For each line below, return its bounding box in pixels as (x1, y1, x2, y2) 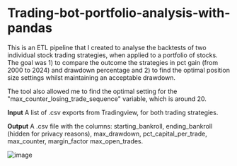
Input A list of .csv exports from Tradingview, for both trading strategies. (7, 108, 219, 117)
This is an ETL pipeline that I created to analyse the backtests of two (7, 43, 207, 52)
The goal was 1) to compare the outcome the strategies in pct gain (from (7, 58, 218, 66)
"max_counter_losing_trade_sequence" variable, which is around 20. (7, 94, 207, 103)
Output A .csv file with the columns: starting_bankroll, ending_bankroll (7, 121, 213, 130)
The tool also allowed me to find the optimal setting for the (7, 87, 178, 95)
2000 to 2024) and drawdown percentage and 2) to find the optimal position (7, 66, 230, 74)
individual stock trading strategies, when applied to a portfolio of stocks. (7, 51, 218, 59)
